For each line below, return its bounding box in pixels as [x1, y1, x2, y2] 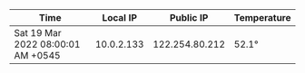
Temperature [233, 12, 291, 23]
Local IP [102, 12, 138, 23]
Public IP [169, 12, 209, 23]
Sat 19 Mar [14, 27, 62, 39]
